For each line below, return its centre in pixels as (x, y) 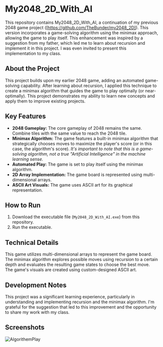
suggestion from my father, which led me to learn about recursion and (75, 43)
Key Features (26, 116)
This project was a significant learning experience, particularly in (70, 297)
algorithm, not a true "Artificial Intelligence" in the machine (87, 154)
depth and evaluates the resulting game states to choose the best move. (77, 265)
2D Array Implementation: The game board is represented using (77, 174)
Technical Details (32, 242)
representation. (27, 190)
